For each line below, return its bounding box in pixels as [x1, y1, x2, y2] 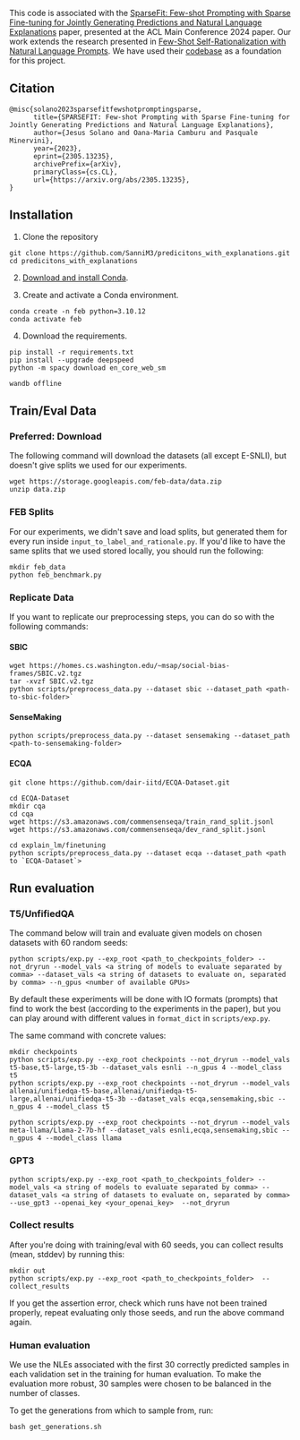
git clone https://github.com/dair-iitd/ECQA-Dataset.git [9, 778, 230, 787]
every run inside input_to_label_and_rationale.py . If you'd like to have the [9, 536, 287, 546]
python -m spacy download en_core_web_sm [9, 363, 167, 373]
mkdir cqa [9, 801, 47, 810]
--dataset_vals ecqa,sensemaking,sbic [129, 1094, 275, 1104]
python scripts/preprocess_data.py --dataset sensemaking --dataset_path [9, 732, 291, 741]
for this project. [9, 56, 66, 65]
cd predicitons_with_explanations [9, 256, 139, 265]
